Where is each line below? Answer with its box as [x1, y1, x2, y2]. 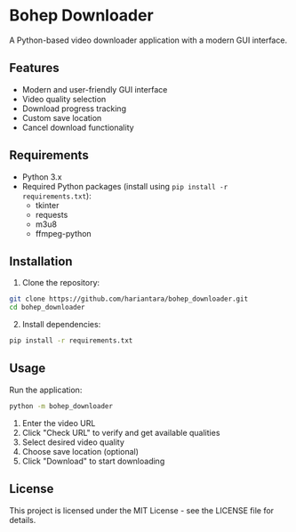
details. [9, 514, 36, 525]
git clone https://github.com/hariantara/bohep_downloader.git [9, 294, 249, 303]
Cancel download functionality [21, 122, 135, 133]
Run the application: [9, 384, 83, 395]
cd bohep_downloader [9, 303, 86, 312]
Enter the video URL [21, 417, 96, 428]
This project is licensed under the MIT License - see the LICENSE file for [9, 504, 274, 516]
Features [9, 60, 60, 76]
